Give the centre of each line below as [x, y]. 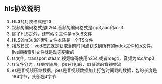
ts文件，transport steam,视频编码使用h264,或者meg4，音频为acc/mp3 [83, 58]
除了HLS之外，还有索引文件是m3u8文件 [52, 34]
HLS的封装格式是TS [32, 21]
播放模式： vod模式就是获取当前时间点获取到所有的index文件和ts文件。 [83, 46]
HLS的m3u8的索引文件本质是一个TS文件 [52, 40]
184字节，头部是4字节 [34, 76]
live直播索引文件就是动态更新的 [43, 52]
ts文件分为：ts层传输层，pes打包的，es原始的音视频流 [67, 64]
